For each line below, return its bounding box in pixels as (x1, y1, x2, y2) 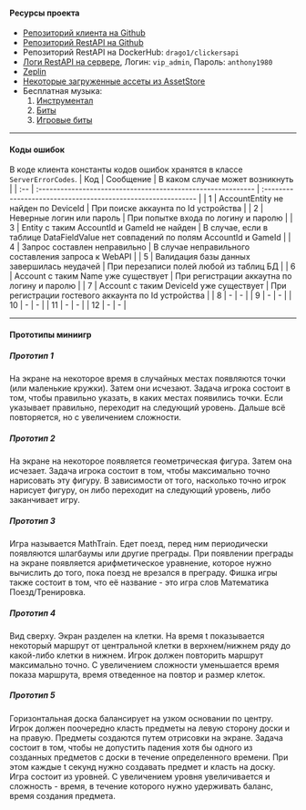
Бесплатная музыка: (22, 86, 103, 97)
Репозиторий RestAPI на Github (22, 37, 144, 48)
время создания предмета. (9, 790, 116, 801)
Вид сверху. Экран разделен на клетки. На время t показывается (9, 630, 265, 641)
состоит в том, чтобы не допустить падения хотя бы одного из (9, 742, 253, 753)
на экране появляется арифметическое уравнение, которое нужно (9, 557, 271, 569)
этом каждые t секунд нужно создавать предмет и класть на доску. (9, 761, 276, 772)
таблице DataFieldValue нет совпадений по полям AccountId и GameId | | (9, 232, 291, 243)
